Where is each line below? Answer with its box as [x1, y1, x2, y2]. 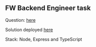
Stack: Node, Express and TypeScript [5, 36, 82, 42]
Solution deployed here [5, 27, 53, 33]
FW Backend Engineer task [5, 4, 91, 12]
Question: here [5, 17, 36, 23]
